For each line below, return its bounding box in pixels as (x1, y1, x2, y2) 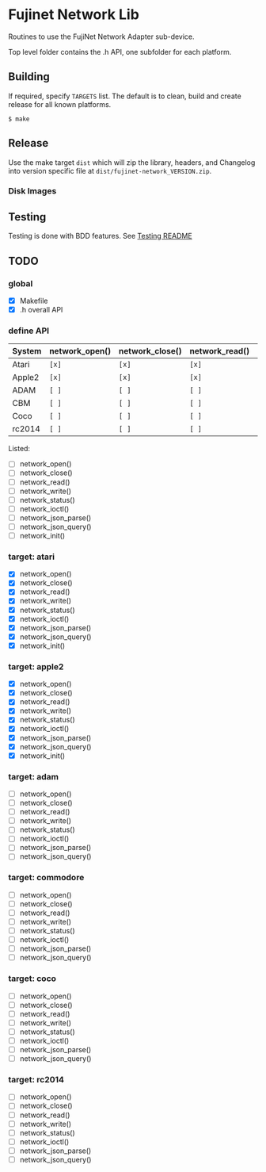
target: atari (8, 551, 55, 562)
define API (8, 325, 50, 336)
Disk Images (8, 186, 57, 197)
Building (8, 70, 50, 84)
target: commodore (8, 872, 85, 883)
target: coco (8, 973, 57, 984)
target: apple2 (8, 661, 64, 672)
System (12, 346, 42, 357)
